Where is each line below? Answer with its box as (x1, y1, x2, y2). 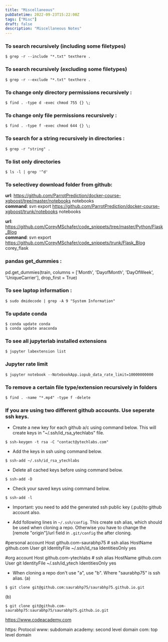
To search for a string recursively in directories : (5, 135, 125, 142)
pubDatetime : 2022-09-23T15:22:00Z (5, 12, 80, 17)
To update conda (5, 310, 47, 317)
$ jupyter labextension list (5, 349, 66, 354)
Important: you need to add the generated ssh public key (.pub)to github (12, 504, 162, 510)
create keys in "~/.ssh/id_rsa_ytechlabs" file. (12, 430, 104, 436)
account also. (12, 510, 41, 516)
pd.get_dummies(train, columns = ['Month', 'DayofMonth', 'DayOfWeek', (5, 269, 154, 275)
